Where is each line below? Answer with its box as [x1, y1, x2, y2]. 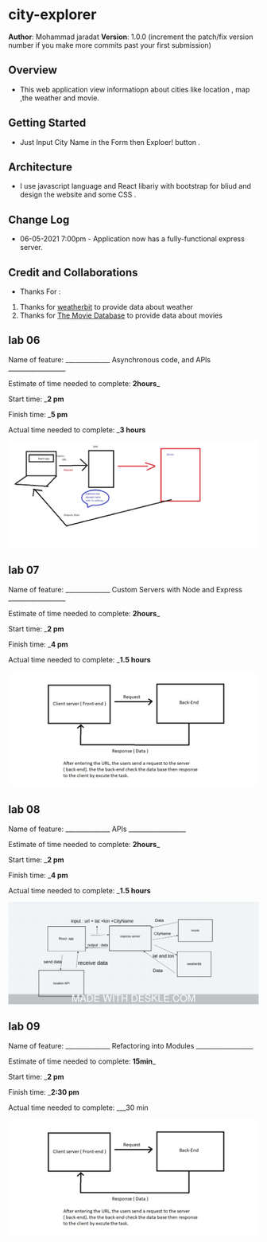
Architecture [8, 160, 73, 174]
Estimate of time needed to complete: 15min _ [8, 1056, 157, 1066]
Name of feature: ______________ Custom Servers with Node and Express [8, 584, 243, 594]
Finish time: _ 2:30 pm [8, 1087, 79, 1096]
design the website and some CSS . [19, 189, 137, 200]
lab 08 [8, 803, 41, 817]
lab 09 [8, 1020, 41, 1033]
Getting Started [8, 116, 87, 130]
